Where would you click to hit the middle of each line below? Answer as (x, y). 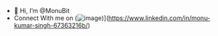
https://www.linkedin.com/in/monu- (159, 18)
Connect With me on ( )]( (61, 18)
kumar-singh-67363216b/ (51, 25)
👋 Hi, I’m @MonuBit (42, 11)
